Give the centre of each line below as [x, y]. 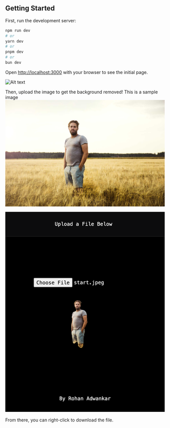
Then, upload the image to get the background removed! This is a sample [82, 92]
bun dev [13, 63]
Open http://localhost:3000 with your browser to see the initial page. [77, 72]
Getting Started [30, 8]
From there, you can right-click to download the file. [59, 420]
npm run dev [18, 30]
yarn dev [14, 41]
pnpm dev [14, 52]
